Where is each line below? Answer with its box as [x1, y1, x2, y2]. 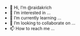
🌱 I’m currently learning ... [9, 15, 62, 20]
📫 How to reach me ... [9, 26, 55, 31]
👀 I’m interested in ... [9, 10, 51, 16]
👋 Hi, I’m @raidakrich [9, 5, 52, 10]
